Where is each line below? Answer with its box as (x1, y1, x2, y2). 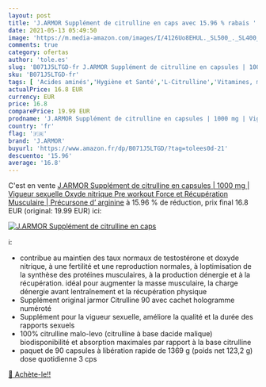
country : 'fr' (8, 122, 55, 130)
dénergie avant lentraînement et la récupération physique (19, 287, 207, 297)
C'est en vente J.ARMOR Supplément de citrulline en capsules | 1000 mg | (8, 181, 250, 190)
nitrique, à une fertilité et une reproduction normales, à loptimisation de (19, 262, 252, 271)
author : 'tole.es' (8, 56, 69, 64)
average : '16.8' (8, 159, 62, 167)
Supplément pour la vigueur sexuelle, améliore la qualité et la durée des (19, 312, 253, 322)
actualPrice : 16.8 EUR (8, 85, 83, 94)
